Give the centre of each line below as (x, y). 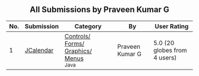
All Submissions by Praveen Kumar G (99, 10)
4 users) (165, 57)
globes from (170, 50)
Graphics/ (78, 51)
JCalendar (39, 50)
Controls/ (77, 36)
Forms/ (74, 44)
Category (88, 26)
